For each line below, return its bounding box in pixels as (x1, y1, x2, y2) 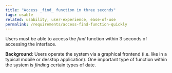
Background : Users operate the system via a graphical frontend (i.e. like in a (5, 51, 167, 57)
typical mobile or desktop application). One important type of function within (5, 57, 167, 63)
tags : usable (5, 12, 33, 17)
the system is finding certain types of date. (5, 62, 96, 68)
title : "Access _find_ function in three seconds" (5, 7, 116, 13)
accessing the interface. (5, 41, 56, 47)
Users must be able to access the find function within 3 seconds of (5, 36, 147, 42)
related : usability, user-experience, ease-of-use (5, 17, 116, 22)
